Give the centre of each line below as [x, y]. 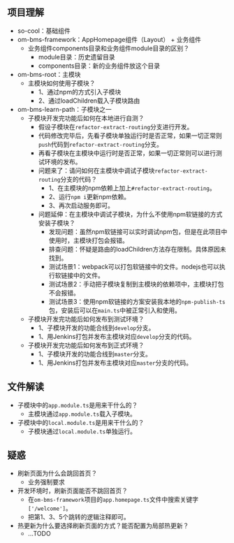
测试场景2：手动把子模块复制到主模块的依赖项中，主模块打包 [136, 284]
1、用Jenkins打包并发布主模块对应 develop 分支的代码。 [117, 336]
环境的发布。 [63, 161]
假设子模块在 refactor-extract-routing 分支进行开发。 [116, 126]
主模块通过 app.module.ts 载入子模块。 [82, 414]
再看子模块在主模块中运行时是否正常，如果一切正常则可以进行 [127, 153]
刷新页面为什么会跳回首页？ [57, 473]
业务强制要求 [46, 482]
